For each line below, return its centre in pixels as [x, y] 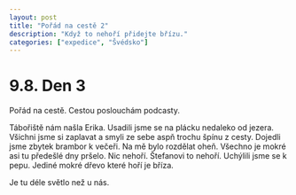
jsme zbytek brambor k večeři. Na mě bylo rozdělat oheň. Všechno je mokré [148, 146]
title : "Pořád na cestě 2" [59, 26]
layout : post [33, 17]
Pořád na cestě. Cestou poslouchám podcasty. [94, 111]
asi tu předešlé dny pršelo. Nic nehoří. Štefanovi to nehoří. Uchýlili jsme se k [148, 156]
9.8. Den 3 [47, 86]
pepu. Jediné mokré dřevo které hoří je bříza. [92, 166]
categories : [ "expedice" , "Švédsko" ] [79, 42]
